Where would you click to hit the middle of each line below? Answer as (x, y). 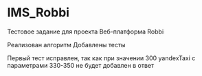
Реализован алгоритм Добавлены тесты (66, 45)
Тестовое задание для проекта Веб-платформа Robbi (86, 31)
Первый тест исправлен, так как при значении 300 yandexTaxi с (101, 58)
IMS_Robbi (38, 13)
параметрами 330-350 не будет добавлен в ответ (81, 65)
